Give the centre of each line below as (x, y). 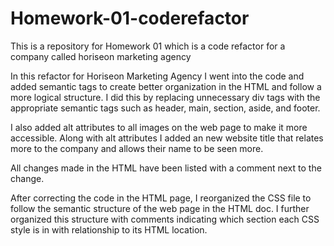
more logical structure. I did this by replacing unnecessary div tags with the (165, 97)
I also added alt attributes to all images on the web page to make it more (159, 127)
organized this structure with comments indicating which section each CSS (165, 219)
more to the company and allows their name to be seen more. (137, 148)
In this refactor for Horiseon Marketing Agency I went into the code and (157, 76)
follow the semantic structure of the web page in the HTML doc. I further (160, 208)
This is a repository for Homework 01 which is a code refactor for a (148, 46)
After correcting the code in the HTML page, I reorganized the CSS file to (161, 198)
